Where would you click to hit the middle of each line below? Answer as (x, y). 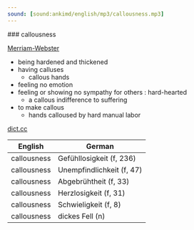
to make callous (41, 107)
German (100, 146)
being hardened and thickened (63, 62)
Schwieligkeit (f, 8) (90, 204)
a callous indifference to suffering (78, 100)
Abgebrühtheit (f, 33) (94, 181)
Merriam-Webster (34, 48)
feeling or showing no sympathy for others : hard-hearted (102, 92)
